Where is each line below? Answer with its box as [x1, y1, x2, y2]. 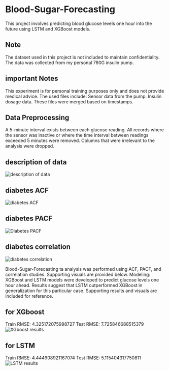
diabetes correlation [5, 243, 71, 251]
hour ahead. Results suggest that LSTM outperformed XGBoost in [5, 282, 143, 288]
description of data [5, 158, 67, 166]
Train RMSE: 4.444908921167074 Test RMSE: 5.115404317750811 [5, 355, 141, 361]
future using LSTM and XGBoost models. [5, 25, 90, 32]
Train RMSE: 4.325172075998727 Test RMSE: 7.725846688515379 [5, 321, 144, 327]
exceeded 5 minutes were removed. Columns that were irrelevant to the [5, 137, 155, 144]
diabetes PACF [5, 214, 53, 223]
